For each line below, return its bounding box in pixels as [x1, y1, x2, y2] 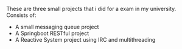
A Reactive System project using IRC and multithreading [15, 36, 156, 43]
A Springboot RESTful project [15, 30, 89, 37]
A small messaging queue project [15, 24, 99, 30]
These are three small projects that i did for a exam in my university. [6, 5, 177, 12]
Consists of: [6, 11, 37, 19]
